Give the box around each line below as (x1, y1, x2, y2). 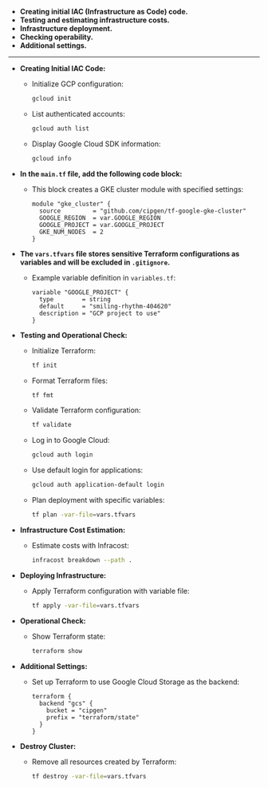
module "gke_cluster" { (31, 200, 112, 208)
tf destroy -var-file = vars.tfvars (31, 772, 147, 780)
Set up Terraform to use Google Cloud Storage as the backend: (31, 677, 240, 687)
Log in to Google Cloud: (31, 436, 110, 445)
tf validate (31, 421, 72, 429)
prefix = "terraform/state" (46, 713, 140, 722)
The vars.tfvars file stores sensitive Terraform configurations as (19, 249, 240, 258)
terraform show (31, 647, 82, 655)
